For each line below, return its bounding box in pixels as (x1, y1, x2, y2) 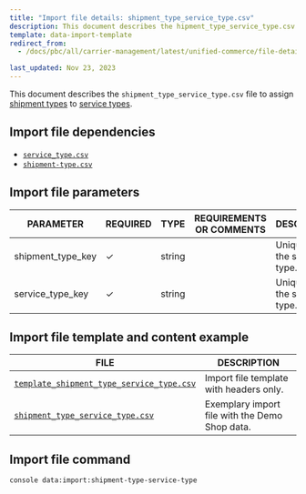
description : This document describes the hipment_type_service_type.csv (9, 22, 296, 31)
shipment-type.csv (22, 160, 93, 169)
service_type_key (14, 287, 89, 300)
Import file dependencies (9, 125, 156, 140)
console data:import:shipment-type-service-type (9, 476, 198, 485)
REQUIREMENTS (194, 211, 267, 224)
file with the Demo (204, 409, 283, 422)
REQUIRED (105, 217, 152, 230)
